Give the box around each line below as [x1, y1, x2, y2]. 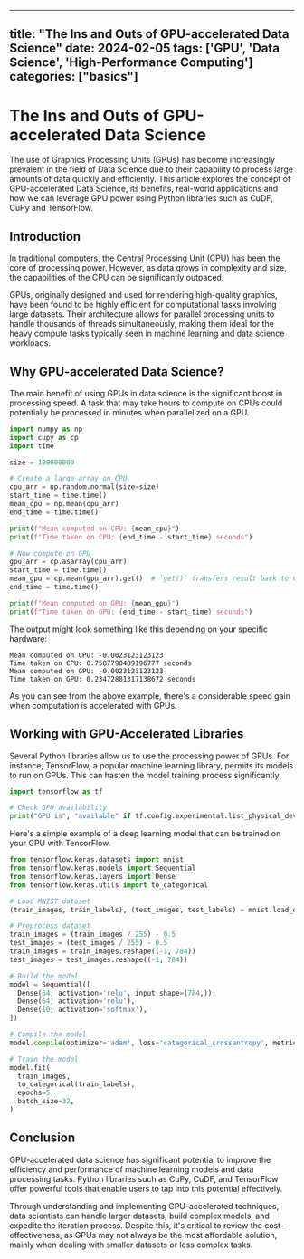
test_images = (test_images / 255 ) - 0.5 [9, 939, 168, 948]
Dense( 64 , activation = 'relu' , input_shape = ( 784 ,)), [17, 988, 217, 997]
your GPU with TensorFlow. [9, 838, 111, 849]
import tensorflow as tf [9, 787, 103, 796]
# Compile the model [9, 1030, 88, 1039]
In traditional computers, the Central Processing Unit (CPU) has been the [9, 253, 280, 263]
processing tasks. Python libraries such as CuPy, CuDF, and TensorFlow [9, 1173, 279, 1184]
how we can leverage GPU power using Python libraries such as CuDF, [9, 193, 273, 204]
